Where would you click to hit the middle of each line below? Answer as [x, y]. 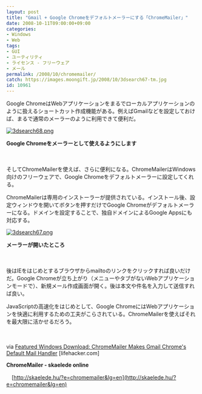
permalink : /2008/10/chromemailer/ [51, 74]
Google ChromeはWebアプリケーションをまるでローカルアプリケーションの [101, 103]
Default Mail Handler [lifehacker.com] [53, 353]
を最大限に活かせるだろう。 [41, 322]
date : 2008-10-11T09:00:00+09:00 [49, 23]
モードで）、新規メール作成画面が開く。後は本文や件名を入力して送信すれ [103, 286]
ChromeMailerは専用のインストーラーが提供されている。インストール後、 [98, 197]
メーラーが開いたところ [35, 245]
